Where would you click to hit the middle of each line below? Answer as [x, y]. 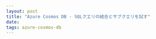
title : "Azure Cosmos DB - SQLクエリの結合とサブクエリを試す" [78, 17]
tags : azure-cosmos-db [34, 27]
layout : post [22, 11]
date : [13, 22]
